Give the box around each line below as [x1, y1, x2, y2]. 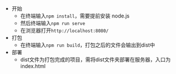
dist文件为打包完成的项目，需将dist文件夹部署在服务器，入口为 [20, 56, 171, 63]
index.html [20, 63, 45, 69]
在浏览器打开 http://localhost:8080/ [20, 27, 109, 34]
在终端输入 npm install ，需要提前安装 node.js [20, 12, 130, 19]
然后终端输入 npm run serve [20, 20, 86, 26]
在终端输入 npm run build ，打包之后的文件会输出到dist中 [20, 41, 156, 48]
